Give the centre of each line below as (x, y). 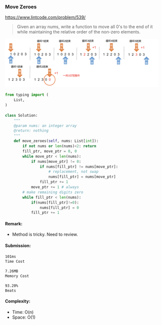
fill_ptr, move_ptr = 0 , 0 (50, 151)
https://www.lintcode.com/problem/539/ (45, 17)
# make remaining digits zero (53, 192)
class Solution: (21, 115)
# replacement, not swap (73, 172)
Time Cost (15, 261)
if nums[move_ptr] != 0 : (56, 161)
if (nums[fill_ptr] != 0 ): (55, 203)
